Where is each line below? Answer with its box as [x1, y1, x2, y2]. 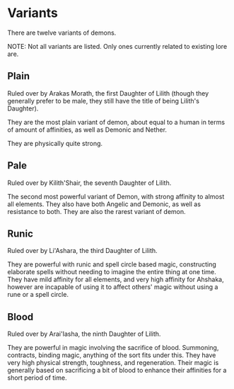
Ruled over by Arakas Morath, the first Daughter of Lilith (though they [7, 89, 209, 97]
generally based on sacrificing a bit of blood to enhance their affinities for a [7, 366, 227, 375]
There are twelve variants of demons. [7, 28, 117, 37]
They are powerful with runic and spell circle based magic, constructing [7, 260, 217, 269]
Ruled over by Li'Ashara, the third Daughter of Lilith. [7, 247, 158, 255]
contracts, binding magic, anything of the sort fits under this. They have [7, 351, 216, 359]
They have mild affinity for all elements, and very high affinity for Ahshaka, [7, 275, 224, 284]
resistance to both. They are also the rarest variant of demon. [7, 207, 186, 215]
